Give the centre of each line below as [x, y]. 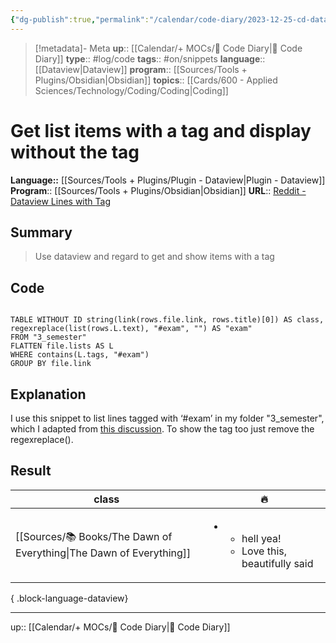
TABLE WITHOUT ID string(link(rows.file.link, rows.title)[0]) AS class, [167, 320]
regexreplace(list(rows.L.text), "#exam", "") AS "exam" [131, 329]
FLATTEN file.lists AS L [62, 346]
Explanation [48, 394]
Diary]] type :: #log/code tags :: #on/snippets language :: [150, 58]
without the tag [75, 152]
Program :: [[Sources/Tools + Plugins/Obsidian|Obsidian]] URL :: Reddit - [158, 190]
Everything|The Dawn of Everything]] [103, 553]
